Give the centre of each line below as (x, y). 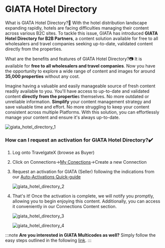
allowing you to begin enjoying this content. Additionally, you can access (86, 201)
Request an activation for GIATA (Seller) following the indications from (83, 172)
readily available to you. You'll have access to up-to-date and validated (77, 91)
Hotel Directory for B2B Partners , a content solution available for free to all (82, 38)
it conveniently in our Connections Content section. (64, 207)
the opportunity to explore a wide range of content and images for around (80, 71)
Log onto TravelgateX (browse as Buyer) (53, 153)
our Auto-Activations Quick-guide (46, 177)
